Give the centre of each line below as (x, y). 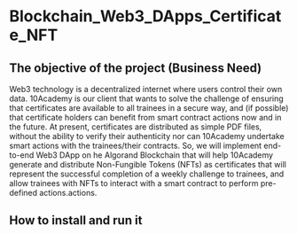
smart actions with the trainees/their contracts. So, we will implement (136, 145)
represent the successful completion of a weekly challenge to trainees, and (147, 174)
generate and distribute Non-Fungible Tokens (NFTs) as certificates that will (148, 164)
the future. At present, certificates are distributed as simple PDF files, (136, 127)
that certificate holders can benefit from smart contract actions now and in (145, 117)
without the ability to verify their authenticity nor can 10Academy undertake (147, 136)
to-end (22, 155)
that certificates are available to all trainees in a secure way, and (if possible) (149, 108)
